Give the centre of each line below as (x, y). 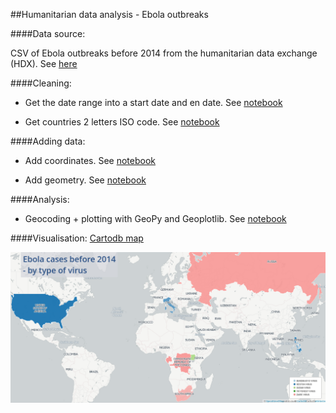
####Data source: (48, 33)
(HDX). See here (44, 63)
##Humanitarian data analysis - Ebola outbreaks (109, 14)
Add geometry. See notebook (85, 180)
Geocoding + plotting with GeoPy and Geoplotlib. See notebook (155, 218)
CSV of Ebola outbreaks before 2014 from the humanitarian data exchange (164, 53)
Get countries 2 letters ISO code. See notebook (122, 122)
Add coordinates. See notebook (90, 160)
